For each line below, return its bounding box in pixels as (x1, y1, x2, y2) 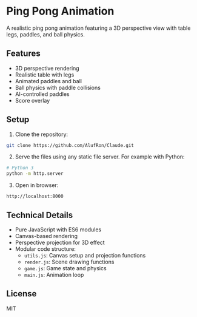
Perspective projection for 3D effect (15, 239, 105, 246)
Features (6, 49, 41, 59)
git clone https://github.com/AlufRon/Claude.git (6, 142, 135, 148)
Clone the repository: (15, 131, 68, 138)
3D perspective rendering (15, 64, 80, 72)
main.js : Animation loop (24, 271, 84, 278)
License (6, 288, 37, 299)
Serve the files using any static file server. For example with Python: (15, 153, 185, 160)
